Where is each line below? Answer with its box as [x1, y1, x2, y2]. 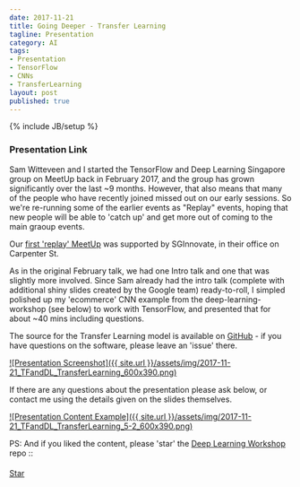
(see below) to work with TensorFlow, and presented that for [47, 303, 271, 314]
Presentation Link [9, 143, 88, 156]
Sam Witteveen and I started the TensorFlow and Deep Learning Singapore [9, 163, 286, 175]
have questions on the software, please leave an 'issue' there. [9, 340, 238, 351]
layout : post [9, 88, 58, 97]
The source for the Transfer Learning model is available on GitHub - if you [9, 330, 282, 341]
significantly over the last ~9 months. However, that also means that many [9, 183, 283, 194]
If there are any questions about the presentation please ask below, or [9, 384, 268, 395]
